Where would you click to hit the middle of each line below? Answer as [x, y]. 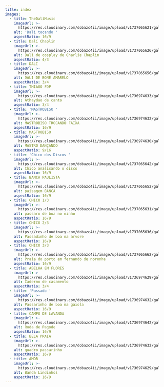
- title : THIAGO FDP [30, 87]
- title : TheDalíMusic [32, 19]
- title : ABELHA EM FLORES [37, 268]
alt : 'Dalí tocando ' [36, 32]
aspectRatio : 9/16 [32, 150]
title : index [18, 10]
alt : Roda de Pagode [35, 327]
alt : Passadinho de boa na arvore [49, 236]
